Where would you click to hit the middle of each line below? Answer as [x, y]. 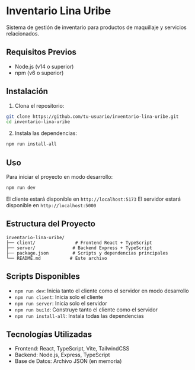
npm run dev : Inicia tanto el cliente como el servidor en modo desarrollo [102, 291]
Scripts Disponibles [43, 276]
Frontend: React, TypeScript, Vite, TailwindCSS [72, 349]
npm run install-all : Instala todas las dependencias [79, 316]
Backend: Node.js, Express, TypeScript [62, 355]
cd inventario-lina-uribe [38, 122]
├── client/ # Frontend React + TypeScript [79, 243]
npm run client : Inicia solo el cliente [59, 297]
